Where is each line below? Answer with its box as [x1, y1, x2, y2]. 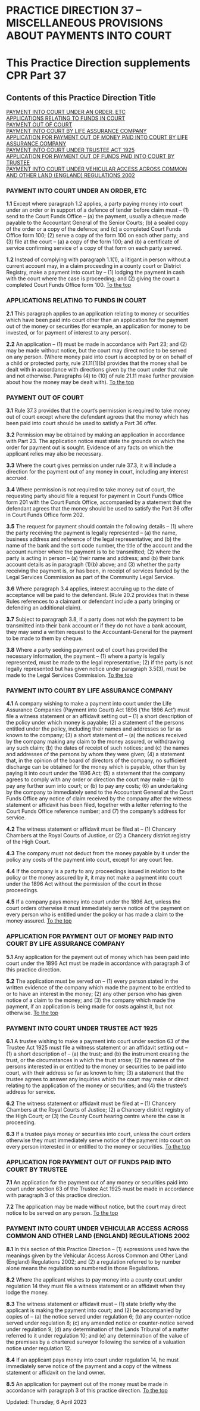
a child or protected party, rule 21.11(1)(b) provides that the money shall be [6, 359, 187, 367]
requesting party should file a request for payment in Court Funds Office [6, 493, 183, 500]
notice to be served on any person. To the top [6, 1209, 118, 1217]
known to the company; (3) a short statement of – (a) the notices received [6, 732, 187, 739]
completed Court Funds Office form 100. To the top [6, 281, 132, 289]
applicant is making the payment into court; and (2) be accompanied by [6, 1307, 182, 1314]
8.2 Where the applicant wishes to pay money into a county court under [6, 1276, 183, 1283]
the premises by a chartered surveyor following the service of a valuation [6, 1338, 186, 1345]
